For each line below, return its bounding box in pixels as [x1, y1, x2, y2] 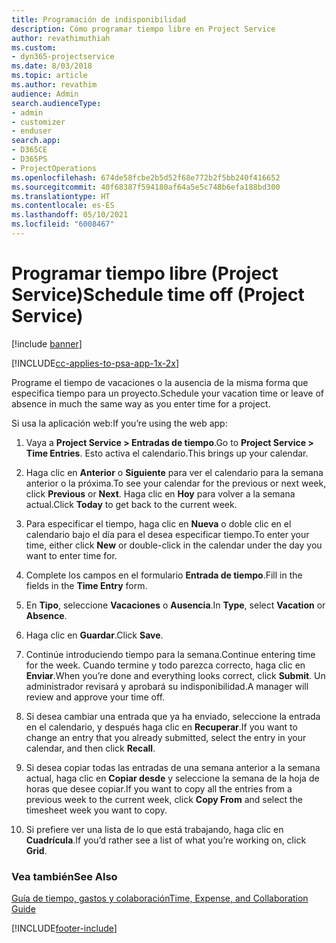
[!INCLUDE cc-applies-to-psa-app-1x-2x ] [11, 357, 180, 369]
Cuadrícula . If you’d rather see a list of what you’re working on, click [25, 834, 307, 846]
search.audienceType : [11, 98, 102, 108]
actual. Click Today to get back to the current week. [25, 498, 238, 510]
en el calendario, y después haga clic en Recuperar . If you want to [25, 721, 298, 733]
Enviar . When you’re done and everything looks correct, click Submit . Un [25, 669, 326, 681]
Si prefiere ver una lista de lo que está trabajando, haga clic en [25, 823, 284, 835]
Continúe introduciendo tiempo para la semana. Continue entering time [25, 648, 316, 660]
